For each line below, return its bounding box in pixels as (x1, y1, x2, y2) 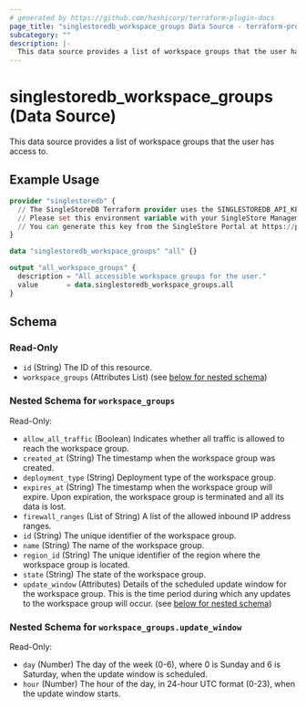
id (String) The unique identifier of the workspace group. (22, 530, 237, 541)
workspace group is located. (22, 558, 130, 570)
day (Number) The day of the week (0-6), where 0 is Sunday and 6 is (22, 659, 280, 670)
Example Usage (9, 172, 100, 188)
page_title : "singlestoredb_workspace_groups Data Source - (9, 22, 243, 31)
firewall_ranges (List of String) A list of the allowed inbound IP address (22, 510, 291, 521)
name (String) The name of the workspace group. (22, 539, 205, 550)
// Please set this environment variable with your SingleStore (17, 213, 267, 223)
